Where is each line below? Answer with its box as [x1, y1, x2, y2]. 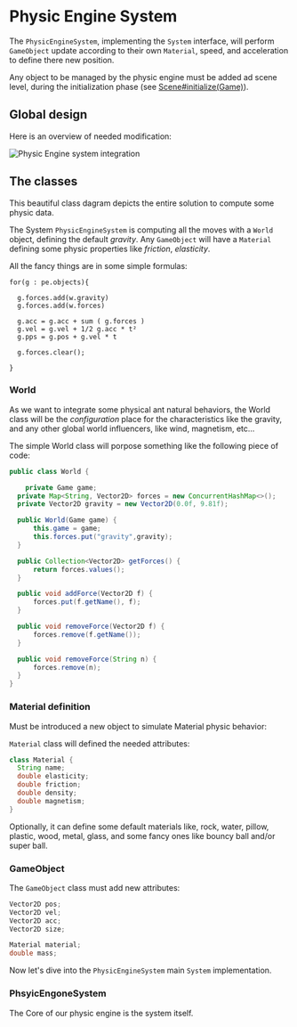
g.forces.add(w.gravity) [17, 293, 109, 302]
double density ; [17, 788, 77, 798]
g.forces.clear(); [17, 347, 86, 357]
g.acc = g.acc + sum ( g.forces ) [17, 316, 145, 326]
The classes [9, 174, 78, 189]
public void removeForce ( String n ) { [17, 655, 157, 664]
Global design [9, 107, 88, 122]
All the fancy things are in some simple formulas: [9, 260, 189, 271]
